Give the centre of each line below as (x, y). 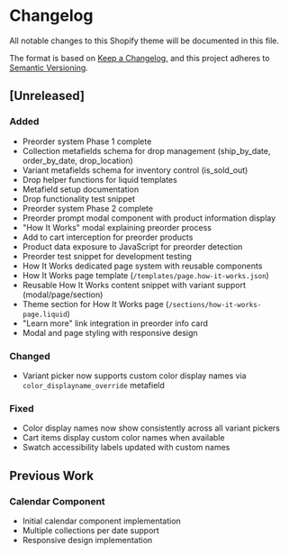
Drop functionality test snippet (78, 198)
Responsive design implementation (87, 540)
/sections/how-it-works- (215, 304)
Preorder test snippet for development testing (107, 256)
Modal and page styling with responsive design (110, 332)
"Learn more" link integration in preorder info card (115, 323)
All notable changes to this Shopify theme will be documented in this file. (144, 41)
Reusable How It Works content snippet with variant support (134, 285)
